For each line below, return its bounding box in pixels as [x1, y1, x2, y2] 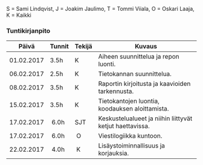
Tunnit [50, 42, 69, 51]
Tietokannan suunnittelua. [98, 70, 172, 78]
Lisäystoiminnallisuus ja [98, 141, 165, 150]
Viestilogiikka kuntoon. [98, 132, 163, 140]
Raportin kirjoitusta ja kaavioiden [98, 80, 191, 88]
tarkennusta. [98, 87, 134, 95]
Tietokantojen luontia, [98, 97, 160, 105]
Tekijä [74, 42, 92, 51]
